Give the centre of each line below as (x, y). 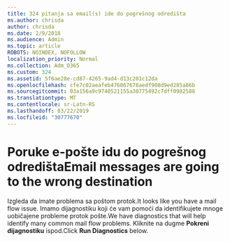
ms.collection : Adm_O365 (43, 66)
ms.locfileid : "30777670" (45, 117)
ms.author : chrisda (36, 20)
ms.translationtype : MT (42, 98)
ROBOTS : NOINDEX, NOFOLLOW (46, 53)
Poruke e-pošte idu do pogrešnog (107, 152)
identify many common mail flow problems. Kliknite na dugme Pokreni (108, 223)
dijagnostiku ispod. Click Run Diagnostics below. (78, 230)
